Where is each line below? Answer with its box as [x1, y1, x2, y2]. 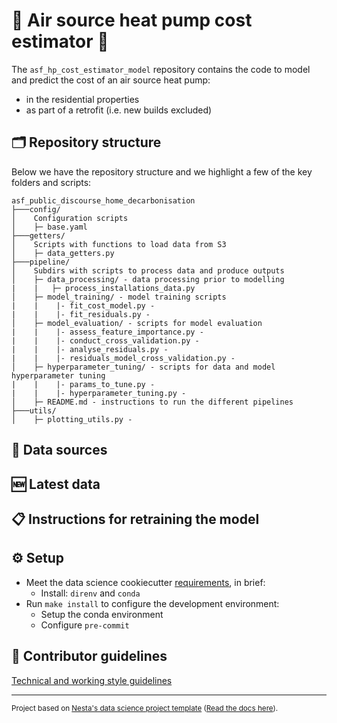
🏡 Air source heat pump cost [11, 9, 253, 32]
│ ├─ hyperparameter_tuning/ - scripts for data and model [11, 362, 276, 372]
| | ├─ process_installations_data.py [11, 283, 196, 293]
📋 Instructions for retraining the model [11, 510, 260, 528]
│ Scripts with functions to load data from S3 [11, 239, 227, 249]
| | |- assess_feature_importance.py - [11, 327, 204, 337]
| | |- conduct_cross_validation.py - [11, 335, 200, 346]
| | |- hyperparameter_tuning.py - [11, 388, 187, 398]
